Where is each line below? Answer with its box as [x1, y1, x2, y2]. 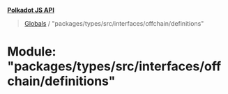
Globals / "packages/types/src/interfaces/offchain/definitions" [24, 19, 204, 27]
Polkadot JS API [7, 6, 54, 14]
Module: [7, 44, 56, 60]
